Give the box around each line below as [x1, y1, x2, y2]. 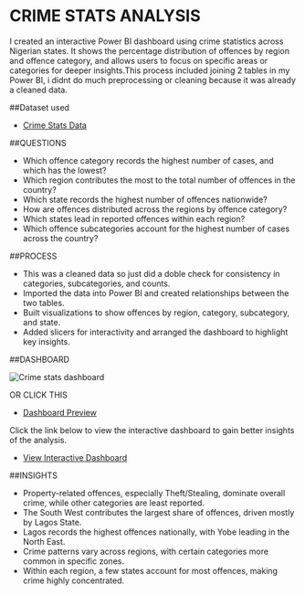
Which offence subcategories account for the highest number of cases [22, 223, 290, 234]
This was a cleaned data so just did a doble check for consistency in [22, 268, 280, 279]
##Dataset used [9, 101, 70, 112]
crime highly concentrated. [22, 575, 125, 586]
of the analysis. [9, 434, 67, 445]
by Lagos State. [22, 516, 82, 527]
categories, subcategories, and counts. [22, 278, 171, 289]
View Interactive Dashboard [22, 452, 128, 462]
